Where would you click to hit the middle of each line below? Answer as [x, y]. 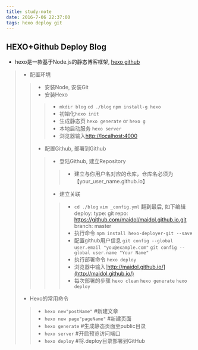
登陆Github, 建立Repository [92, 161]
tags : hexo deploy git [34, 23]
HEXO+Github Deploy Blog [56, 47]
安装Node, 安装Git [67, 87]
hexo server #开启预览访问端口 [82, 333]
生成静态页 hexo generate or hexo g [102, 121]
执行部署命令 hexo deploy [105, 260]
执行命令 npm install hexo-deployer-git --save [133, 233]
